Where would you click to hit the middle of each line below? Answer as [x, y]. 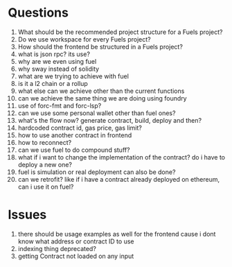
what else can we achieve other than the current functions [101, 91]
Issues [27, 215]
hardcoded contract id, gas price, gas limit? [80, 128]
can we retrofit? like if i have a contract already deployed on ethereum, [119, 179]
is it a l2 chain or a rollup [53, 83]
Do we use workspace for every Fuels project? [84, 39]
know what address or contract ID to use [76, 241]
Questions [38, 13]
